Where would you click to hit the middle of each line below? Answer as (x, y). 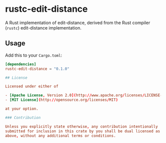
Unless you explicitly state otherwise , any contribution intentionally (82, 126)
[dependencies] (21, 64)
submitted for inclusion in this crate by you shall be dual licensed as (83, 131)
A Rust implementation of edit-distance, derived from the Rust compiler (78, 23)
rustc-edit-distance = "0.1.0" (37, 69)
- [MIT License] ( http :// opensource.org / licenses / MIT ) (62, 100)
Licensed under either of (32, 86)
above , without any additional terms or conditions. (61, 136)
